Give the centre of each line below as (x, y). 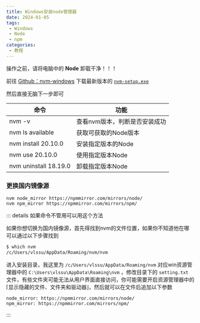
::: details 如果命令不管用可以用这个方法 (55, 216)
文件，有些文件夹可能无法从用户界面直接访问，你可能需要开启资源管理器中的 (100, 279)
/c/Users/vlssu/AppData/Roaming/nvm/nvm (57, 252)
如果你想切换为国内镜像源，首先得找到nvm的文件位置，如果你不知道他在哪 (98, 228)
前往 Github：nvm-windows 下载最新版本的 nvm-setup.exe (78, 81)
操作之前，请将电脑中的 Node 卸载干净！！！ (62, 68)
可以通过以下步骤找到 (32, 236)
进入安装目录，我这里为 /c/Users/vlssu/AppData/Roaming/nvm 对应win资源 (97, 264)
